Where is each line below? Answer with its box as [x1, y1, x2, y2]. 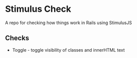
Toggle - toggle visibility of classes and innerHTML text [12, 47, 125, 53]
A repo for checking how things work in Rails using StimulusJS [5, 20, 132, 26]
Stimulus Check [5, 3, 71, 15]
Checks [5, 34, 30, 42]
